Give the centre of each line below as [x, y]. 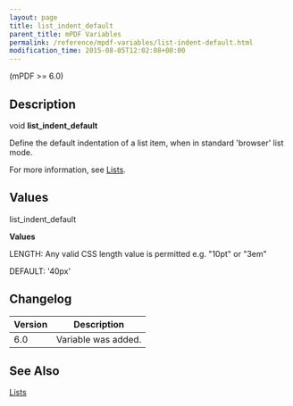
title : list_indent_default [62, 26]
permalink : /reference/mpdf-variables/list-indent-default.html [131, 42]
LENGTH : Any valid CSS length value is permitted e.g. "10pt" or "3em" [138, 253]
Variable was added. [99, 339]
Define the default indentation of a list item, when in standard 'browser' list [146, 143]
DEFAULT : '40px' [40, 271]
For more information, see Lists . [68, 170]
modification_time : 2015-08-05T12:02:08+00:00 [97, 51]
